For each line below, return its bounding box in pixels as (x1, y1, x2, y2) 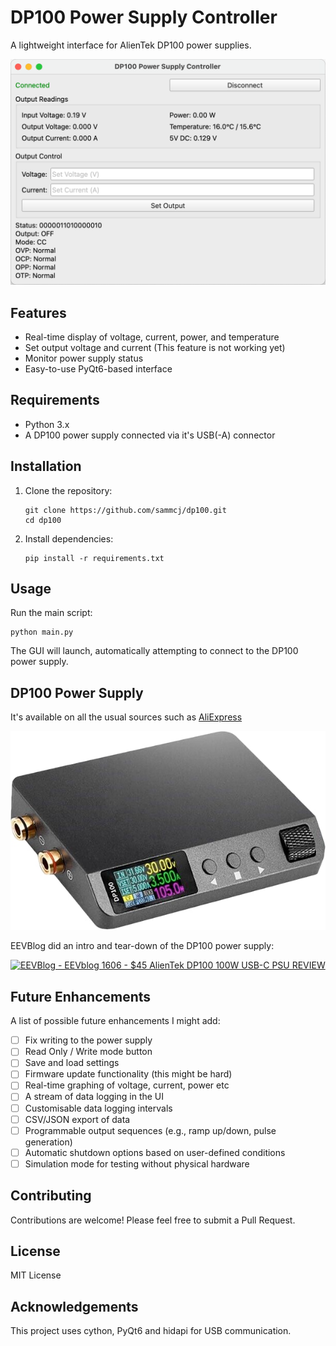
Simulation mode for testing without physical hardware (24, 1157, 250, 1170)
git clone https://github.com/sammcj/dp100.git (24, 505, 227, 515)
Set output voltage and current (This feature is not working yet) (24, 342, 286, 354)
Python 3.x (24, 418, 70, 430)
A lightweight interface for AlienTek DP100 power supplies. (10, 39, 252, 51)
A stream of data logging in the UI (24, 1091, 165, 1103)
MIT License (10, 1269, 62, 1281)
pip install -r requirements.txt (24, 553, 165, 563)
